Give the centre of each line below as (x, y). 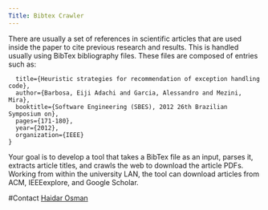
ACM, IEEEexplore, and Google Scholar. (73, 182)
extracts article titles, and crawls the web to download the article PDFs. (126, 165)
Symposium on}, (34, 114)
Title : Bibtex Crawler (46, 16)
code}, (19, 86)
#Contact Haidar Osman (48, 198)
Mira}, (19, 100)
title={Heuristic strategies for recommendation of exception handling (138, 79)
